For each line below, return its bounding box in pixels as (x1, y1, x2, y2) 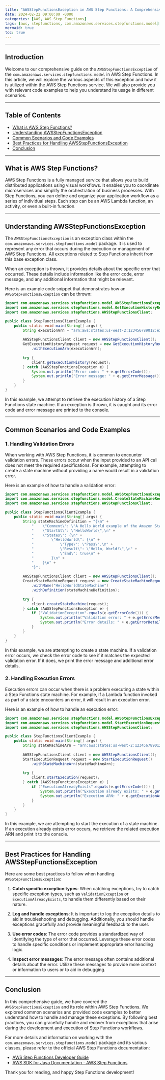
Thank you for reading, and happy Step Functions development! (5, 1069, 134, 1075)
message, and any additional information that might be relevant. (5, 277, 134, 282)
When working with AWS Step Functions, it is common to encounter (5, 452, 142, 457)
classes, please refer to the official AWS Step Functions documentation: (5, 1045, 150, 1050)
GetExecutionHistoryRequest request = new (23, 342, 111, 347)
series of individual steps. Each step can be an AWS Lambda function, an (5, 198, 153, 204)
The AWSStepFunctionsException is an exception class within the (5, 235, 134, 242)
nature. (12, 902, 27, 907)
